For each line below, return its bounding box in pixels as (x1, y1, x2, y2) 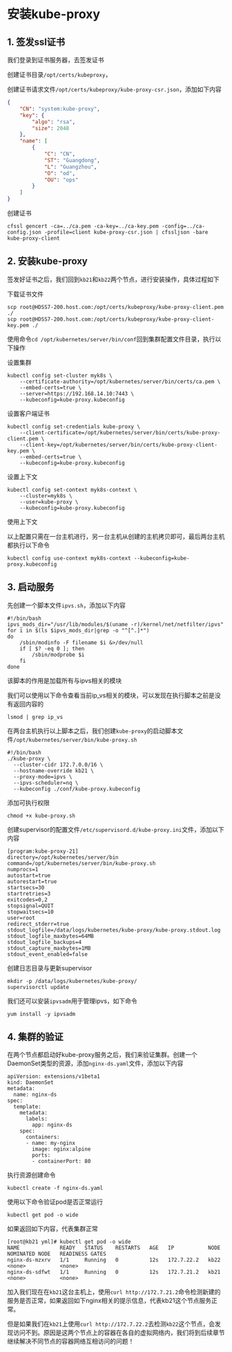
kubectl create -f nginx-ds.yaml (7, 1185, 104, 1192)
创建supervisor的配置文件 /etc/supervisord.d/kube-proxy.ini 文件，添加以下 (7, 825, 224, 833)
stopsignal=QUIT (7, 902, 54, 909)
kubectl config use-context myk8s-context (7, 555, 131, 562)
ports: (32, 1152, 51, 1159)
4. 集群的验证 (7, 1031, 64, 1043)
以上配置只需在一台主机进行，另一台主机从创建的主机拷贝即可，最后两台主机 (7, 532, 225, 540)
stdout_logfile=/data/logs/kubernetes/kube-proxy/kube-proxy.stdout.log (7, 926, 221, 934)
